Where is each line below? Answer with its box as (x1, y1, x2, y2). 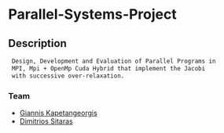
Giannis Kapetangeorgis (19, 108, 98, 117)
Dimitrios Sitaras (19, 116, 73, 126)
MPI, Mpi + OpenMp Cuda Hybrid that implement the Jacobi (11, 64, 206, 72)
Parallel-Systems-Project (8, 5, 177, 23)
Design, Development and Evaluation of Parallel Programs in (11, 57, 216, 65)
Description (8, 37, 67, 50)
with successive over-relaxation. (11, 72, 125, 80)
